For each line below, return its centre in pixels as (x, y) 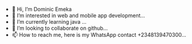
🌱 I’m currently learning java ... (49, 22)
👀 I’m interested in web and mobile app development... (78, 15)
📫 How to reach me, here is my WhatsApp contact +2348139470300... (99, 35)
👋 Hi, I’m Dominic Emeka (42, 9)
